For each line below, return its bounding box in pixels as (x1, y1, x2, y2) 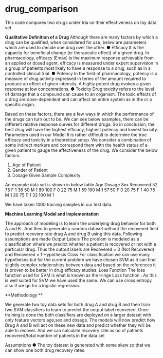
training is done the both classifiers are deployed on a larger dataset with (5, 312, 152, 318)
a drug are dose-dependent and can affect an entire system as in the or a (5, 96, 152, 102)
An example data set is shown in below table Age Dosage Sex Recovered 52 (5, 181, 158, 187)
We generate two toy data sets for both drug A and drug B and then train (5, 301, 150, 307)
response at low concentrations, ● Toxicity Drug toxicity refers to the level (5, 86, 154, 92)
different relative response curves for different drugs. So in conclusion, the (5, 121, 155, 127)
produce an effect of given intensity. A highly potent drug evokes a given (5, 80, 151, 86)
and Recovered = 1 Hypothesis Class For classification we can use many (5, 251, 150, 257)
